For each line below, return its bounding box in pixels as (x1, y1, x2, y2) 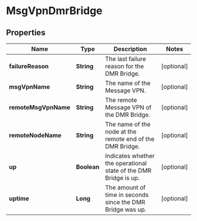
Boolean (76, 163, 100, 171)
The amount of (105, 183, 146, 192)
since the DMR (105, 198, 145, 206)
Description (113, 45, 147, 53)
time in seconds (105, 191, 149, 199)
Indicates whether (105, 152, 155, 160)
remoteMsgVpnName (9, 103, 70, 111)
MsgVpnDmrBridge (6, 4, 103, 18)
